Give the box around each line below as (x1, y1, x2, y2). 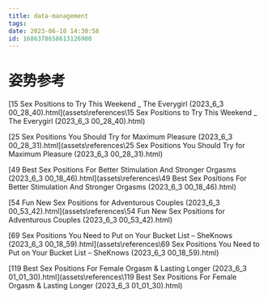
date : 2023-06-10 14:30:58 (8, 27, 100, 35)
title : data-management (8, 11, 89, 20)
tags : (8, 19, 27, 28)
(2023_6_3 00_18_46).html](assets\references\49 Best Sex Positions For (8, 173, 247, 183)
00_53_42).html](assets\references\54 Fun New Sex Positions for (8, 206, 225, 216)
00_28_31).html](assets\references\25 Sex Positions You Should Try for (8, 141, 245, 151)
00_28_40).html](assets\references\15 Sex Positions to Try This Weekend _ (8, 108, 257, 117)
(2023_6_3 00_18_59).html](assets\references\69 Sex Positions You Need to (8, 240, 261, 249)
